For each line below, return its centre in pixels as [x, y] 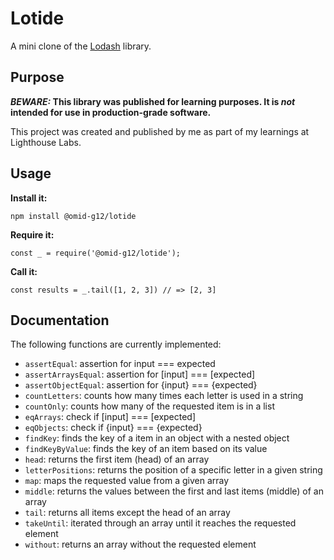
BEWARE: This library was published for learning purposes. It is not [153, 101]
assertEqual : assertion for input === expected [120, 364]
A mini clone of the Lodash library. [81, 46]
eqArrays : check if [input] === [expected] [110, 417]
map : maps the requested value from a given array [127, 481]
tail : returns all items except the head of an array [127, 513]
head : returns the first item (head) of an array [117, 459]
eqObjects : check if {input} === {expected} [113, 428]
